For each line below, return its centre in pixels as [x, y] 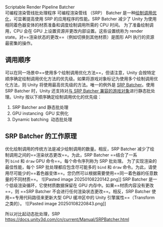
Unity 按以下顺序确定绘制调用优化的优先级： [57, 97]
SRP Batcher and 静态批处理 [40, 107]
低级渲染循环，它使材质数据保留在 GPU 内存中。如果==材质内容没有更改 [81, 185]
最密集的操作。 [20, 43]
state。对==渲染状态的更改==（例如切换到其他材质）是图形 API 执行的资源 [80, 37]
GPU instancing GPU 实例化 [40, 113]
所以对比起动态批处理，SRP [33, 214]
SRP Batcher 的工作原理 [41, 136]
